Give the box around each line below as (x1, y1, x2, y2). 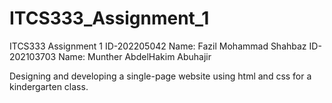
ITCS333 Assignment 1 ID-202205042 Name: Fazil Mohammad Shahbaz (9, 40, 307, 52)
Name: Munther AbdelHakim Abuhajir (58, 50, 212, 62)
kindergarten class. (9, 80, 89, 92)
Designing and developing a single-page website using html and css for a (9, 70, 312, 82)
